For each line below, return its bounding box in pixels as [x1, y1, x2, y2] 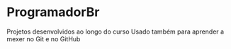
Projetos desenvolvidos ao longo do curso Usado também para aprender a [6, 27, 225, 36]
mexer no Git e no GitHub [6, 34, 81, 43]
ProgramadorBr [6, 4, 100, 20]
